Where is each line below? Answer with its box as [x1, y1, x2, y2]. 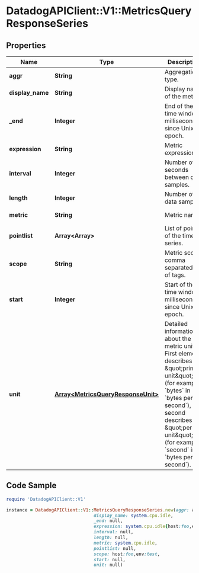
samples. [164, 181, 190, 188]
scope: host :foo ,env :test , [94, 551, 161, 557]
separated [164, 264, 193, 271]
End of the [164, 102, 194, 110]
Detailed [164, 320, 188, 328]
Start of [164, 280, 185, 289]
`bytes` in [164, 386, 191, 395]
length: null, [94, 534, 129, 540]
